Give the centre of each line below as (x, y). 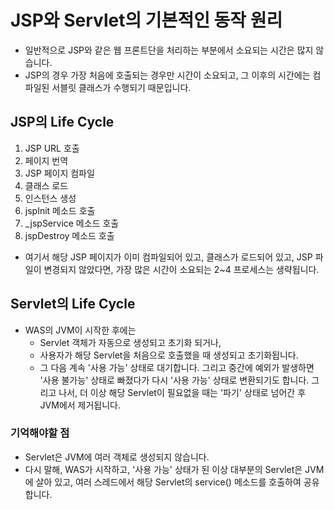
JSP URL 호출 (52, 148)
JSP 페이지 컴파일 (59, 173)
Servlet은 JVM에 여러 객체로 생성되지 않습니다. (117, 457)
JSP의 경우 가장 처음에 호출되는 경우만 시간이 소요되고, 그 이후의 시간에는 (167, 75)
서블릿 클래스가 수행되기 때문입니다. (121, 87)
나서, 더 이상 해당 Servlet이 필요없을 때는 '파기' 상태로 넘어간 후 (182, 392)
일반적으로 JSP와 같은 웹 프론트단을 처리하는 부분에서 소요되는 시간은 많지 (169, 50)
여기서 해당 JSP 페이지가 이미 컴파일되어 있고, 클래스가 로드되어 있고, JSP (168, 257)
